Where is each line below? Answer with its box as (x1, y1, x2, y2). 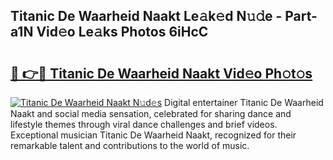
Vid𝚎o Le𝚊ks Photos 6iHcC (36, 24, 209, 41)
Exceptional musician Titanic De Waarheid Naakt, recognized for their (10, 129, 297, 141)
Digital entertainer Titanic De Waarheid (164, 97, 324, 108)
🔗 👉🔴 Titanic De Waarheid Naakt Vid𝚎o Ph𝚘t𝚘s (10, 65, 313, 82)
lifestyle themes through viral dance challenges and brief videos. (10, 119, 278, 130)
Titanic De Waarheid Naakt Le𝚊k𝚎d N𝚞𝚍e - (10, 8, 283, 25)
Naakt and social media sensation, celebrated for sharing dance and (10, 108, 292, 119)
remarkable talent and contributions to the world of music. (10, 140, 250, 151)
